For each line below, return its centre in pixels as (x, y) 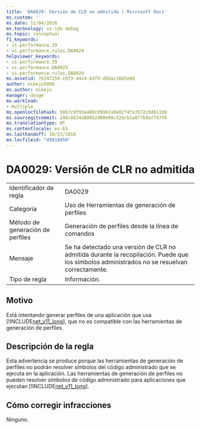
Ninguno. (17, 419)
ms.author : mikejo (29, 90)
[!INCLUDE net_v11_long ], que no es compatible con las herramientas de (94, 321)
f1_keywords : (22, 40)
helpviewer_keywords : (33, 56)
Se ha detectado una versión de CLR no (121, 247)
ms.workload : (22, 101)
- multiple (20, 106)
